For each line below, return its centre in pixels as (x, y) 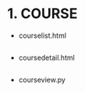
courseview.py (42, 79)
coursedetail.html (46, 57)
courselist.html (42, 35)
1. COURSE (42, 14)
